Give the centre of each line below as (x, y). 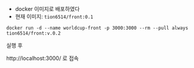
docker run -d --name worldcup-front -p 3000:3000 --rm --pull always (97, 28)
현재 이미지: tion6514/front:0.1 (54, 16)
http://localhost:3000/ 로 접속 (42, 58)
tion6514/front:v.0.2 (34, 33)
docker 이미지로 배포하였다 (47, 9)
